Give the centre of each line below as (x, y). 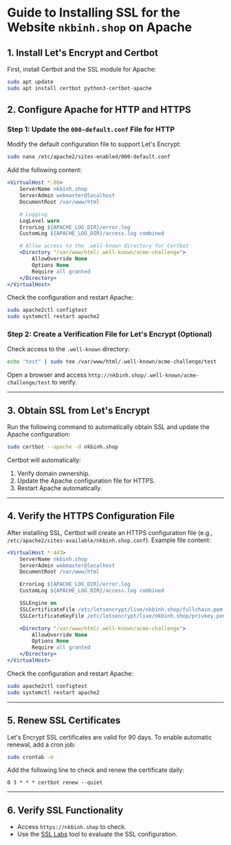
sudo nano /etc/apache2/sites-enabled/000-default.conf (89, 157)
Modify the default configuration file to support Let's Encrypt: (94, 144)
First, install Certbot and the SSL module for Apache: (82, 69)
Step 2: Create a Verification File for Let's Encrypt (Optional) (110, 334)
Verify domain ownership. (54, 474)
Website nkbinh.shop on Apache (100, 27)
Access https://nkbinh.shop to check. (72, 827)
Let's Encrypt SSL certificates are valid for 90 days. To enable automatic (110, 737)
